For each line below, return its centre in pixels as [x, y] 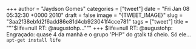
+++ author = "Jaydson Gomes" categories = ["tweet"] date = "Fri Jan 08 [98, 9]
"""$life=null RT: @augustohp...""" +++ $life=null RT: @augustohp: [90, 28]
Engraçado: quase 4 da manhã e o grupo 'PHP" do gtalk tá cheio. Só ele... [99, 34]
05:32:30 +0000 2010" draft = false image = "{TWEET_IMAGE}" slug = [95, 15]
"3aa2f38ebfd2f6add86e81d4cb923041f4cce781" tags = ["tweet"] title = [97, 21]
